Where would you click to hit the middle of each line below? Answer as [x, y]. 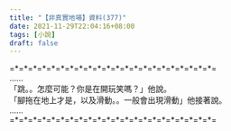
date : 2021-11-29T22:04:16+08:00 [72, 26]
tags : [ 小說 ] [32, 34]
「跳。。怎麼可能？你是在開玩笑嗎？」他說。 [90, 89]
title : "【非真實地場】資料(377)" [68, 18]
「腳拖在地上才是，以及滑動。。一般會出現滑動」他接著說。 [118, 100]
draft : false [34, 43]
